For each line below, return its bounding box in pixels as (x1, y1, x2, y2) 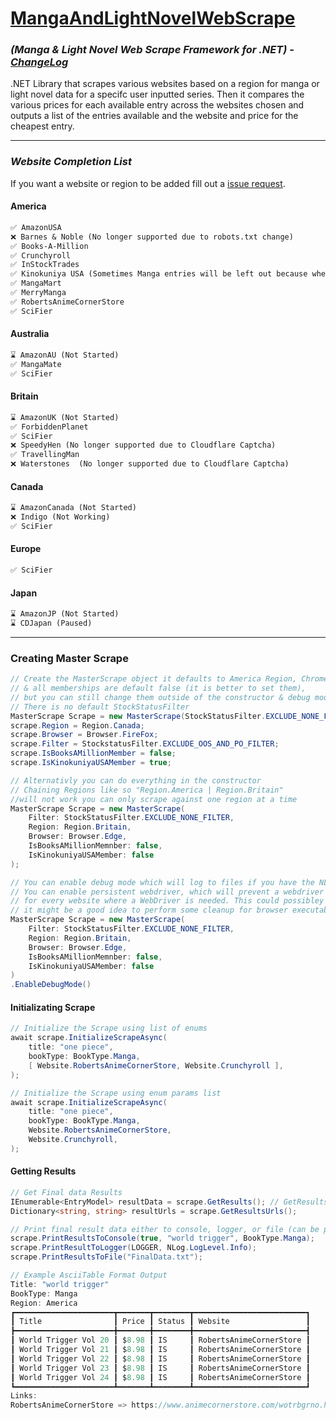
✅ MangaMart (10, 278, 62, 289)
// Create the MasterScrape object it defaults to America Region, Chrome (10, 674, 329, 684)
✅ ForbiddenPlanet (10, 422, 89, 432)
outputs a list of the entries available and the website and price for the (10, 110, 299, 122)
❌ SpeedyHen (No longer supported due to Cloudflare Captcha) (10, 440, 277, 451)
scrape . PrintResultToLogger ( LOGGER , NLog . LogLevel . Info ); (10, 1243, 257, 1253)
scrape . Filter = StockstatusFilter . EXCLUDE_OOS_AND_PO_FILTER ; (10, 739, 280, 749)
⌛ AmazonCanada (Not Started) (10, 503, 137, 513)
